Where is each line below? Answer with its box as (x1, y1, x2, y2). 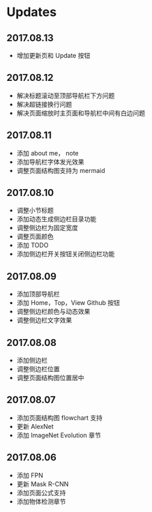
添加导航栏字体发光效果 (16, 158, 84, 166)
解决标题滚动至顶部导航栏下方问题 (16, 91, 115, 100)
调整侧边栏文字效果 (16, 316, 73, 324)
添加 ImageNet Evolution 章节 (16, 430, 102, 439)
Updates (6, 4, 57, 20)
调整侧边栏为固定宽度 (16, 224, 78, 232)
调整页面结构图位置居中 (16, 374, 84, 382)
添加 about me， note (16, 149, 79, 157)
